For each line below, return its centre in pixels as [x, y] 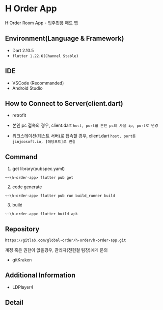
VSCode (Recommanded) [38, 83]
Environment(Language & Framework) [65, 39]
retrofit [19, 115]
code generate [27, 187]
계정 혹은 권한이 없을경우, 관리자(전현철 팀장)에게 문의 [56, 250]
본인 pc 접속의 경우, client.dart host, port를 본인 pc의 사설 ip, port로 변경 [85, 125]
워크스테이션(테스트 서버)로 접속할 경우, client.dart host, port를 [74, 136]
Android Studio [27, 88]
